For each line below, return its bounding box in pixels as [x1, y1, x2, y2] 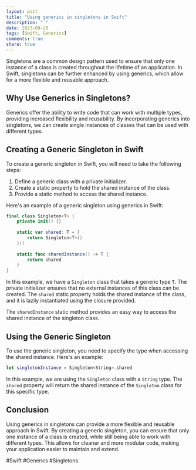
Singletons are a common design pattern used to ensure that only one [6, 57, 175, 65]
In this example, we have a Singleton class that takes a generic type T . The [6, 278, 187, 286]
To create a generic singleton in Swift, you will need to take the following [6, 160, 182, 167]
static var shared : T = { [16, 230, 80, 236]
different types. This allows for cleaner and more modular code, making [6, 439, 180, 446]
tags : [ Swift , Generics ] [6, 31, 67, 36]
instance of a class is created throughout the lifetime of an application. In [6, 63, 183, 70]
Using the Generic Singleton [6, 331, 111, 341]
